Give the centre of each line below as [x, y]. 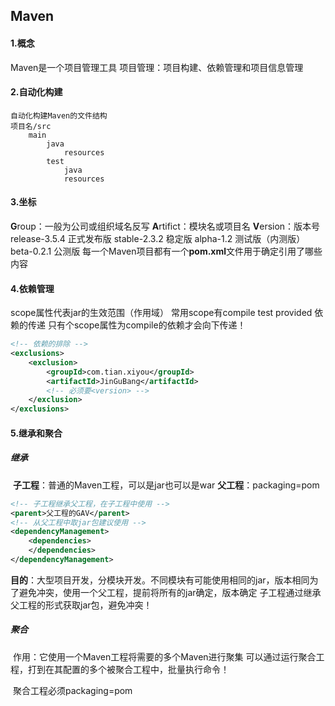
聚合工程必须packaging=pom [72, 690]
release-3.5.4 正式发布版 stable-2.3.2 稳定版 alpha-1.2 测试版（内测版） [158, 238]
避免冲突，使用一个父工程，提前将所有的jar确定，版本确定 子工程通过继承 [170, 592]
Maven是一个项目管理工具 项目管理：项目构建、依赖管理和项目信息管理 [157, 67]
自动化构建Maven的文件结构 [59, 115]
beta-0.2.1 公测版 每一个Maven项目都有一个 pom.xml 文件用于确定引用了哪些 [166, 251]
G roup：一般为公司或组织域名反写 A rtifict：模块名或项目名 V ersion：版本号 [165, 226]
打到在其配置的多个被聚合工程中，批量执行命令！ [128, 669]
